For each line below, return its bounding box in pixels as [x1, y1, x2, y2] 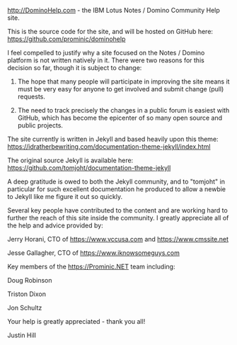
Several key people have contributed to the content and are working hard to [7, 206, 228, 215]
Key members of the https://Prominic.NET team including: [7, 262, 175, 271]
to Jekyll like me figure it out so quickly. [7, 193, 122, 200]
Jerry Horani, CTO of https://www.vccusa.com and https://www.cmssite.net [7, 235, 229, 243]
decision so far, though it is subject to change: [7, 64, 142, 72]
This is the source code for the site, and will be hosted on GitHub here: [7, 28, 214, 35]
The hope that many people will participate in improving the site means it [17, 77, 230, 86]
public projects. [17, 121, 64, 130]
